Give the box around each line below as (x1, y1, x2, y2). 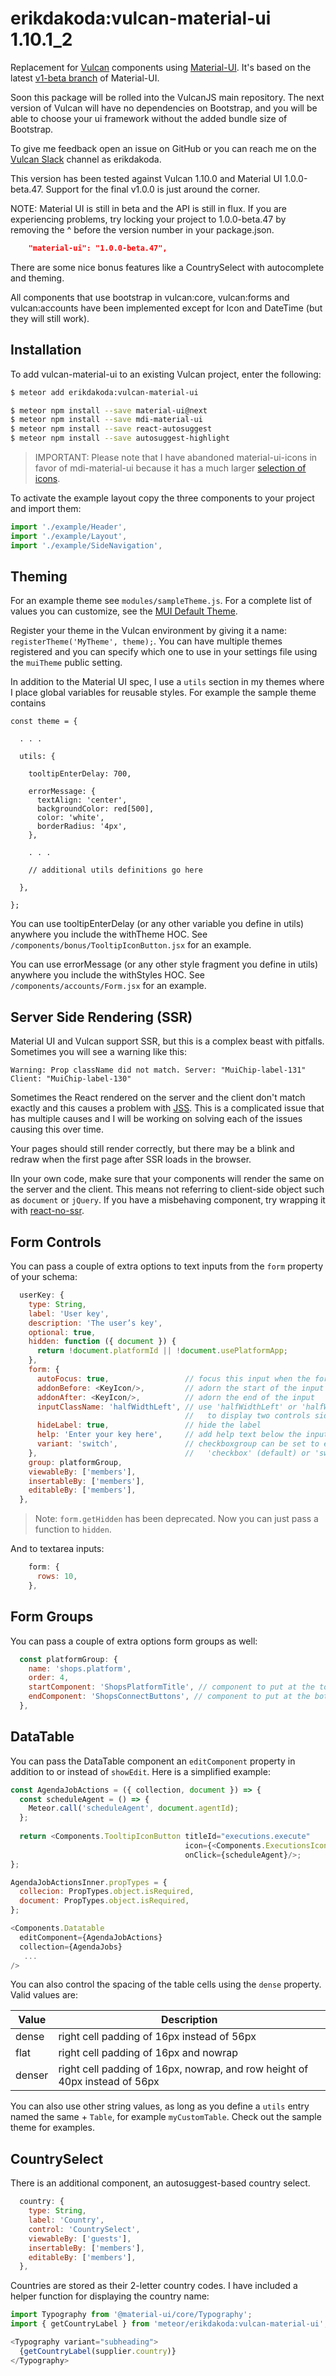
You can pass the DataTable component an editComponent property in (10, 1755, 296, 1767)
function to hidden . (34, 1523, 112, 1536)
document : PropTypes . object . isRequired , (19, 1896, 190, 1906)
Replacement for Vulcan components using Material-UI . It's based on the (10, 61, 312, 73)
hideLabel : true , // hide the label (36, 1420, 262, 1431)
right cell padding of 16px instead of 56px (58, 2030, 257, 2044)
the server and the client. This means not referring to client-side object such (10, 1183, 325, 1196)
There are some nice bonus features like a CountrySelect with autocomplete (10, 261, 325, 273)
